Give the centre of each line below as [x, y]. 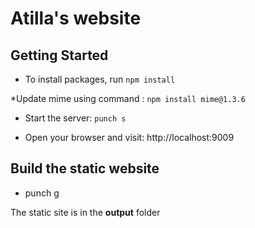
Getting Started [59, 55]
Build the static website [85, 168]
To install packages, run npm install [100, 79]
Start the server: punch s [75, 118]
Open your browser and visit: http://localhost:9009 [129, 137]
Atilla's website [76, 18]
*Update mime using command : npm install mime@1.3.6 [128, 98]
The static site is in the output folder [85, 212]
